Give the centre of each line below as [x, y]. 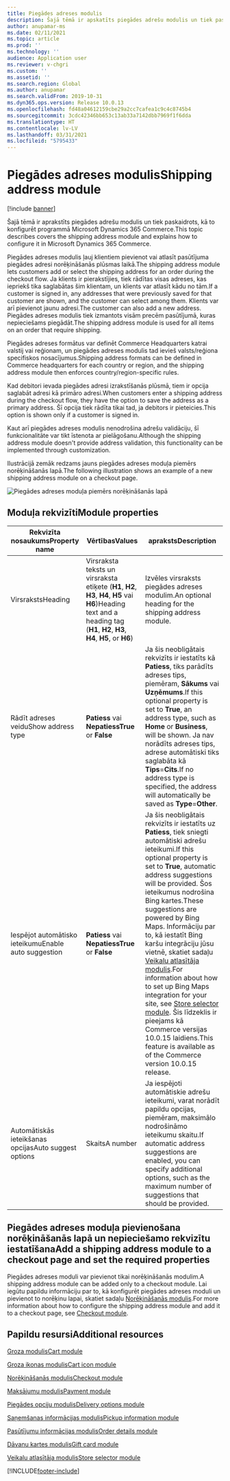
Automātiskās [33, 1130]
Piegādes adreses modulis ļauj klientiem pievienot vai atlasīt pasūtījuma [108, 257]
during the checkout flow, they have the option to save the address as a [108, 400]
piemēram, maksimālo [180, 1117]
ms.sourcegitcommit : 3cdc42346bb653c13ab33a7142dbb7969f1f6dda [99, 115]
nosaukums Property [45, 541]
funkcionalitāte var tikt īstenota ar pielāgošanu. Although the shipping [104, 436]
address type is [170, 778]
